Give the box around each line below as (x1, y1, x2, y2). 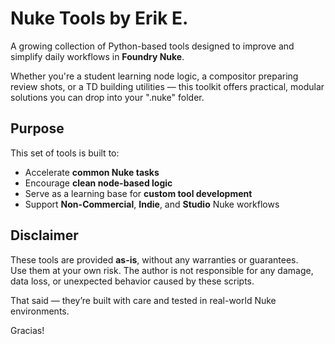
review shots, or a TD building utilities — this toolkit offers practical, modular (10, 80, 325, 92)
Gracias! (10, 324, 45, 336)
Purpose (10, 120, 65, 137)
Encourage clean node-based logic (24, 177, 173, 189)
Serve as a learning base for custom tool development (24, 187, 253, 199)
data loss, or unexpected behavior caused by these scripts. (10, 275, 255, 287)
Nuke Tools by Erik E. (10, 7, 189, 30)
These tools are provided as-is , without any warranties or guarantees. (10, 253, 299, 266)
